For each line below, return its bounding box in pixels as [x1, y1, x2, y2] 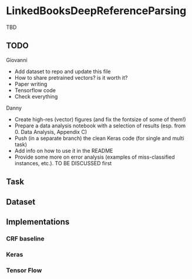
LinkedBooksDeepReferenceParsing [6, 4, 187, 18]
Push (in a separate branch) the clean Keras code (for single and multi [14, 134, 184, 142]
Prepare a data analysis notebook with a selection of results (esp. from [14, 122, 186, 129]
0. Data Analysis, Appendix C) [14, 128, 87, 135]
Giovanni [6, 56, 28, 63]
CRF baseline [6, 234, 45, 242]
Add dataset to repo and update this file [14, 68, 111, 75]
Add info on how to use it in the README [14, 147, 113, 154]
